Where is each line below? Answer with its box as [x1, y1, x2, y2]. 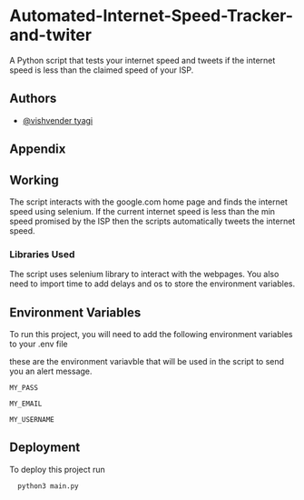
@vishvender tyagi [22, 115, 93, 125]
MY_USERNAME [9, 415, 54, 425]
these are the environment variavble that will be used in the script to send [9, 356, 284, 367]
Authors [9, 91, 57, 106]
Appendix [9, 142, 66, 157]
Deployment [9, 440, 81, 455]
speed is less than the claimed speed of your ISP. [9, 65, 194, 75]
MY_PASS [9, 384, 39, 393]
